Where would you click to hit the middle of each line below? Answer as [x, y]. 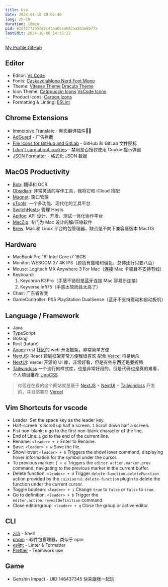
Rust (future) [26, 344]
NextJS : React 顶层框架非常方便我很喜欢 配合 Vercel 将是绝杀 [76, 356]
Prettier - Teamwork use [38, 550]
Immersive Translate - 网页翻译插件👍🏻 [52, 131]
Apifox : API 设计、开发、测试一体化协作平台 [58, 216]
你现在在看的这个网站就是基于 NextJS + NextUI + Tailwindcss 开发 [86, 385]
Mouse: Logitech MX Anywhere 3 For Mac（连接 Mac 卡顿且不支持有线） [88, 269]
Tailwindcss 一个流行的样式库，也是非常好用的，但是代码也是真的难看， [87, 369]
